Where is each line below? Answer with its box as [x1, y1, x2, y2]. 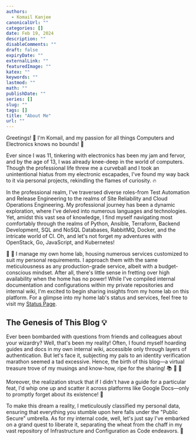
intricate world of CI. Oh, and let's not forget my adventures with [6, 233, 162, 240]
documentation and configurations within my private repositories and [6, 282, 174, 289]
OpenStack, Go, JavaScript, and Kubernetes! [6, 239, 115, 246]
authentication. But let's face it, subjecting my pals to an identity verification [6, 352, 190, 359]
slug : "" [6, 101, 28, 108]
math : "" [6, 85, 28, 91]
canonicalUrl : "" [6, 19, 49, 25]
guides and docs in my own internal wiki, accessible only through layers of [6, 345, 187, 352]
